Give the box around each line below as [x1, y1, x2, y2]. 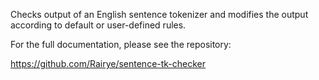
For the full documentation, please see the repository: [10, 39, 232, 50]
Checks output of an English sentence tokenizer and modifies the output [10, 9, 309, 20]
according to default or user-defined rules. [10, 19, 187, 31]
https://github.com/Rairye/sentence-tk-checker [10, 58, 207, 69]
